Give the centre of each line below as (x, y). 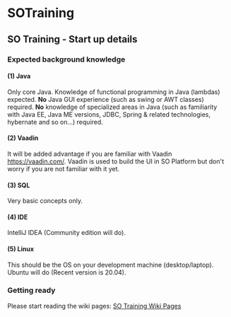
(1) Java (19, 76)
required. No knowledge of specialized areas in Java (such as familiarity (112, 107)
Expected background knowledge (66, 59)
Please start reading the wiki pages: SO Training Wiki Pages (94, 306)
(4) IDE (18, 217)
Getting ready (31, 290)
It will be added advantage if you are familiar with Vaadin (90, 154)
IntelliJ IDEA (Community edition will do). (66, 233)
